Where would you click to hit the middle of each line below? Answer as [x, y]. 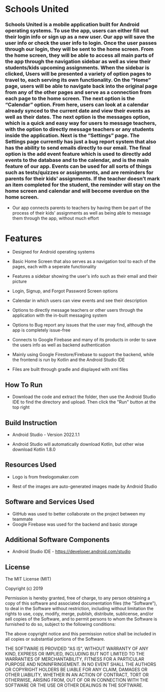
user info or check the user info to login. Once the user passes [81, 43]
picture [19, 282]
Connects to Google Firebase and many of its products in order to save [84, 340]
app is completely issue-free [41, 330]
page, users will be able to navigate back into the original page [81, 86]
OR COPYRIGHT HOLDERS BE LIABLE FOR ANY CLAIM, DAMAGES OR [76, 670]
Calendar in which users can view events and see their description [80, 301]
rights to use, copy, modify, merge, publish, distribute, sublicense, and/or [79, 614]
